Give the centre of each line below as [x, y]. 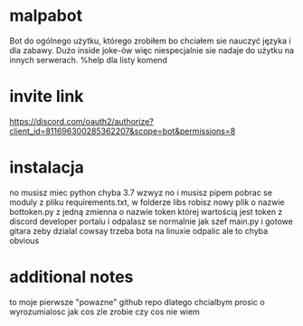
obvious [24, 240]
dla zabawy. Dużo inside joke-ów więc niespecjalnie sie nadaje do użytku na [152, 50]
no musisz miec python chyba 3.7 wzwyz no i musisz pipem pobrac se [141, 192]
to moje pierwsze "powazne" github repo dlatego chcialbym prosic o [137, 302]
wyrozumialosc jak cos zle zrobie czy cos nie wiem [105, 312]
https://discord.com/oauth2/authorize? [81, 121]
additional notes [71, 277]
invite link [47, 97]
